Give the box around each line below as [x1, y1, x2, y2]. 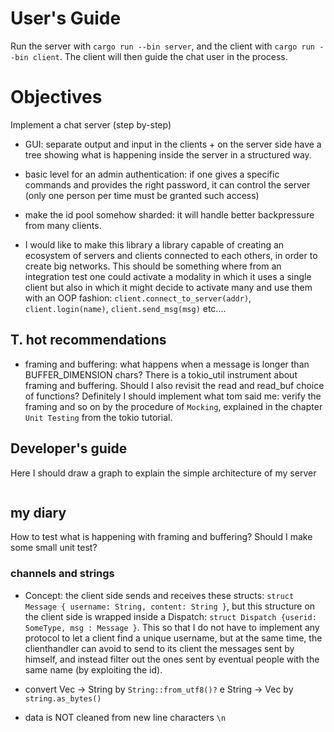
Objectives [10, 86, 103, 109]
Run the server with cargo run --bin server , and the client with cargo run [10, 40, 315, 52]
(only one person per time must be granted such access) [24, 189, 260, 201]
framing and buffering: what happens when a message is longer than [24, 358, 310, 370]
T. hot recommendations [10, 332, 167, 349]
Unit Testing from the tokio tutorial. [24, 411, 173, 423]
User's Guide [10, 7, 122, 30]
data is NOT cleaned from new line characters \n [24, 711, 227, 723]
